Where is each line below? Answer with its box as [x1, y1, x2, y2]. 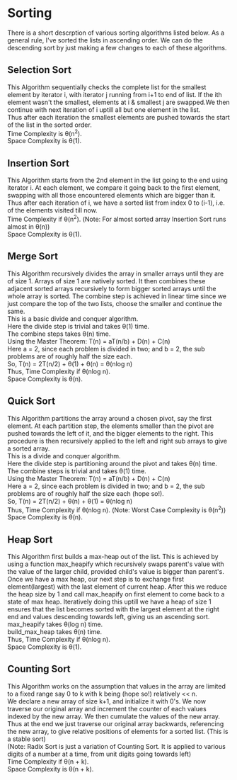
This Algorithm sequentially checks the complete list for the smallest [7, 83, 207, 91]
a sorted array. [7, 444, 50, 453]
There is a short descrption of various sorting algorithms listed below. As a [7, 28, 225, 37]
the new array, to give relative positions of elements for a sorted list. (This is [7, 727, 229, 735]
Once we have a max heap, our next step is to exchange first [7, 575, 185, 583]
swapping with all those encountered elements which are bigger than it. [7, 191, 216, 200]
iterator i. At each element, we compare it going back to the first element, [7, 183, 221, 192]
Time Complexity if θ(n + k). [7, 757, 89, 766]
